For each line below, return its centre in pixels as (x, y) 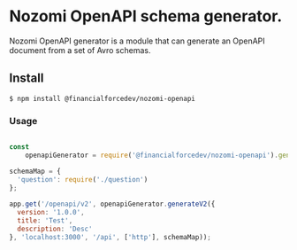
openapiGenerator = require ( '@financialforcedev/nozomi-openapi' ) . (152, 155)
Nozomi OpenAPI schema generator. (146, 16)
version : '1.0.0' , (51, 213)
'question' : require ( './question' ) (83, 179)
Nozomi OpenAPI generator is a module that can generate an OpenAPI (137, 41)
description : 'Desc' (55, 229)
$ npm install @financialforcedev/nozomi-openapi (103, 98)
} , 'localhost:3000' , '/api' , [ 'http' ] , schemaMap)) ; (110, 237)
